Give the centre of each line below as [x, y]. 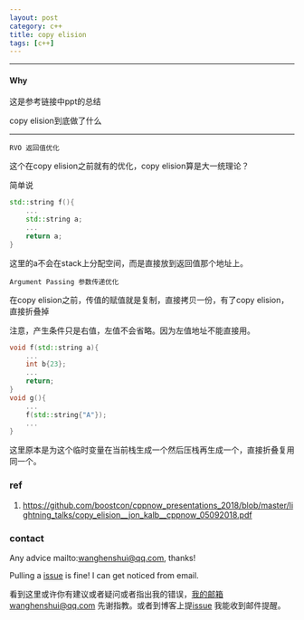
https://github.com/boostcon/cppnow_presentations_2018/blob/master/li [158, 505]
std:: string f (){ [42, 203]
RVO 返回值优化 [35, 148]
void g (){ [28, 398]
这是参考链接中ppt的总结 [55, 101]
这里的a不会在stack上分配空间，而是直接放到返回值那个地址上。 [129, 262]
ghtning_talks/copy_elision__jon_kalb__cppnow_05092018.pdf [137, 515]
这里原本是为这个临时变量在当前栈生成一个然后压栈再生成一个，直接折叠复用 [152, 450]
